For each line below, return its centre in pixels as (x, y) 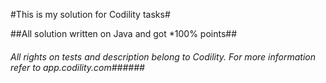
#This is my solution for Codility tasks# (90, 14)
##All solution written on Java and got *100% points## (124, 33)
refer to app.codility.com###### (77, 67)
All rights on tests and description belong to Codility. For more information (163, 56)
